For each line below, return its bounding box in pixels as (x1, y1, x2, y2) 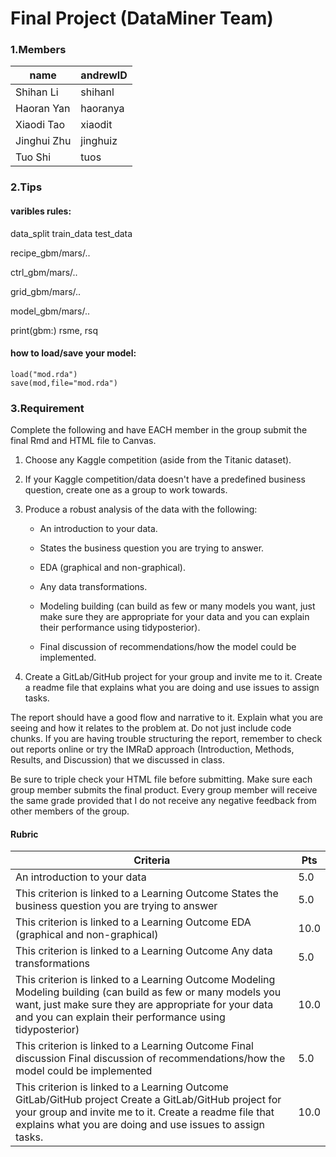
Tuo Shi (15, 150, 52, 164)
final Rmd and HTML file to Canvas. (10, 435, 157, 447)
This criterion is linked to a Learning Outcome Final (15, 1039, 254, 1053)
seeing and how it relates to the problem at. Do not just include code (10, 722, 292, 734)
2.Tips (10, 180, 43, 194)
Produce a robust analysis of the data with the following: (24, 503, 258, 516)
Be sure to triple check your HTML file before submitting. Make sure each (10, 773, 313, 786)
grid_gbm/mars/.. (10, 285, 82, 297)
